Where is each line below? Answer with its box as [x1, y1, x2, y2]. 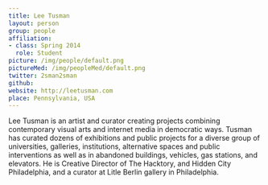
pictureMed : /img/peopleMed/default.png [8, 64, 146, 72]
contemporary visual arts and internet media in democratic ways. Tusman [8, 125, 253, 134]
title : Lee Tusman [8, 11, 70, 20]
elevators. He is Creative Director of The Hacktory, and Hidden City [8, 158, 232, 169]
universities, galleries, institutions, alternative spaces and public [8, 142, 221, 151]
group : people [8, 27, 56, 35]
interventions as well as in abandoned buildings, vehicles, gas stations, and [8, 150, 258, 160]
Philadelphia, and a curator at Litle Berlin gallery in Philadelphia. [8, 167, 219, 177]
